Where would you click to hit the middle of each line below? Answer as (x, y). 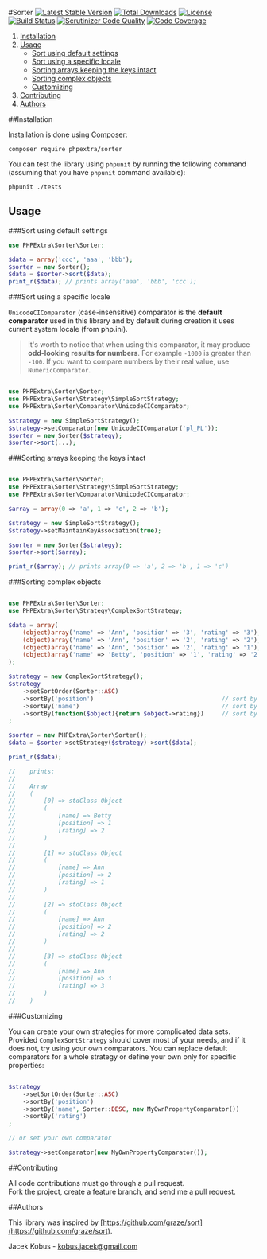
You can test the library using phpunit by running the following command (128, 164)
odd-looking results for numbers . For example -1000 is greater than (139, 353)
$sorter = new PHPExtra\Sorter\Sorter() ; (78, 735)
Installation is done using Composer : (68, 134)
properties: (26, 1065)
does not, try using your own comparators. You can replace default (118, 1048)
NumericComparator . (59, 370)
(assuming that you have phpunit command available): (97, 172)
